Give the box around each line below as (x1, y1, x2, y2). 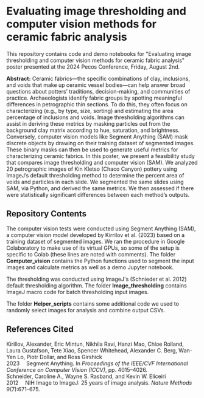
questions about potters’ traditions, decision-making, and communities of (6, 87, 191, 95)
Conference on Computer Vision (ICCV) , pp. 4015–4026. (6, 366, 148, 373)
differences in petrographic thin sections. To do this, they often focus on (6, 100, 188, 108)
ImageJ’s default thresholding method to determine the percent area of (6, 171, 185, 179)
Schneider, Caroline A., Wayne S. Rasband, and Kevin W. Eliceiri (6, 372, 166, 380)
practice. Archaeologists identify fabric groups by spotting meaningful (6, 94, 183, 101)
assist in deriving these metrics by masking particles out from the (6, 120, 171, 127)
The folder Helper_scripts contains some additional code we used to (6, 300, 180, 307)
